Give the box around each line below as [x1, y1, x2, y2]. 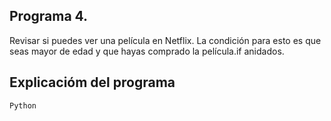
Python [9, 100, 37, 111]
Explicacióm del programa [9, 74, 176, 91]
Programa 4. [9, 8, 89, 25]
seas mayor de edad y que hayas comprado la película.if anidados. [9, 45, 285, 57]
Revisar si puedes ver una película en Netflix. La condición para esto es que [9, 34, 322, 46]
